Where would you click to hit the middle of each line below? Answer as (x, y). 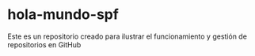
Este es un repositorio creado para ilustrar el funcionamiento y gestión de (127, 36)
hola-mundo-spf (63, 15)
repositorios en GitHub (44, 44)
